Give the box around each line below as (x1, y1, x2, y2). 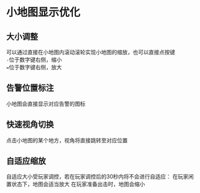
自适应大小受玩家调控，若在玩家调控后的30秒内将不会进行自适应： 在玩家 (6, 173, 189, 180)
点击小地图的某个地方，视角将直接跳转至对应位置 (6, 136, 128, 144)
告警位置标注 (6, 83, 54, 93)
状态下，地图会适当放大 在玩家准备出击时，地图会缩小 (11, 180, 145, 188)
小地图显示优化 (6, 5, 81, 19)
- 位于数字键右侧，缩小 (6, 56, 62, 63)
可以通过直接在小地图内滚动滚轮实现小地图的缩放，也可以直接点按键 (6, 49, 175, 55)
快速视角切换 (6, 119, 54, 130)
